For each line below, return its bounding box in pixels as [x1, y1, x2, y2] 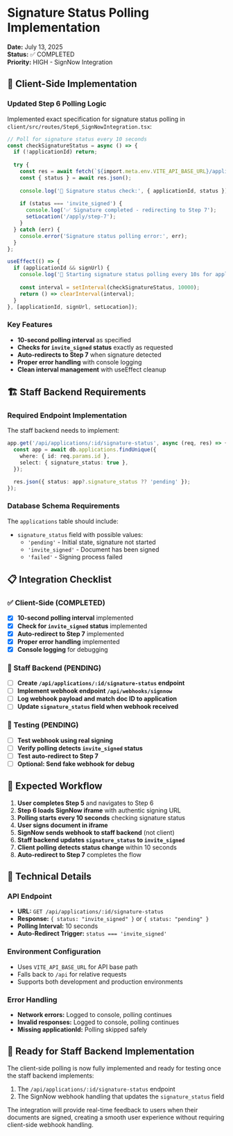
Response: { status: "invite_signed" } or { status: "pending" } [17, 915, 209, 923]
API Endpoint [7, 892, 52, 901]
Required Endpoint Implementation [7, 410, 127, 420]
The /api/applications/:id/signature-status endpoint [17, 1085, 175, 1093]
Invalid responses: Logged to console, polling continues [17, 1018, 180, 1026]
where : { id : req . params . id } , [19, 453, 110, 460]
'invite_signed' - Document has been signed [27, 545, 159, 554]
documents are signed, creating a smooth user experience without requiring [7, 1113, 225, 1121]
